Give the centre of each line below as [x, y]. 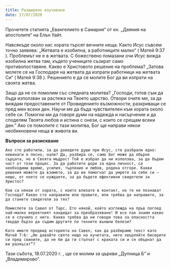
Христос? [15, 181]
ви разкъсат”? [20, 244]
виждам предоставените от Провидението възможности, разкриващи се [86, 103]
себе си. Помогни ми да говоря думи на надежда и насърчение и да [81, 114]
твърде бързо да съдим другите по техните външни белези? [68, 221]
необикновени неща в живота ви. [42, 130]
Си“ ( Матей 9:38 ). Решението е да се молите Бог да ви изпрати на [79, 77]
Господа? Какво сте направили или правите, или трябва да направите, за [84, 195]
